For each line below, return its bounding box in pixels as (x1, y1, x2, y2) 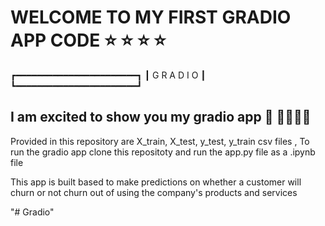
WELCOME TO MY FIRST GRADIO (10, 6, 292, 29)
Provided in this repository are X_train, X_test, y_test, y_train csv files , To (10, 135, 310, 147)
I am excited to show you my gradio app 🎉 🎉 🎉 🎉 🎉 (10, 109, 312, 126)
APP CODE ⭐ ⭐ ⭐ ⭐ (10, 29, 167, 52)
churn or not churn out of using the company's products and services (10, 186, 298, 198)
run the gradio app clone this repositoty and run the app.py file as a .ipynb (10, 146, 316, 158)
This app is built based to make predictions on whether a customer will (10, 176, 302, 188)
